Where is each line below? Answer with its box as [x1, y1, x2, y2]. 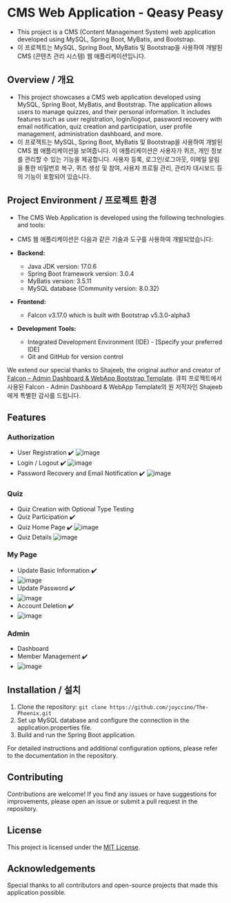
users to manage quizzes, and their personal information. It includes [17, 107, 211, 115]
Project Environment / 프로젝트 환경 [7, 195, 157, 207]
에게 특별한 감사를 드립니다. [7, 391, 81, 399]
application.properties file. [17, 723, 92, 732]
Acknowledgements [7, 862, 96, 875]
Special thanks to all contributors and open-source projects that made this [7, 881, 219, 889]
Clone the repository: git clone [17, 703, 107, 711]
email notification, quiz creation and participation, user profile [17, 122, 192, 131]
